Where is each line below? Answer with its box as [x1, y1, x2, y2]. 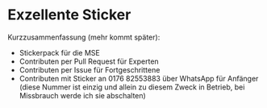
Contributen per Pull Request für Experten [19, 56, 159, 66]
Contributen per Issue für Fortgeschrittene [19, 64, 161, 74]
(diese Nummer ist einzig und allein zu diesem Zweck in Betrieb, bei [19, 82, 245, 92]
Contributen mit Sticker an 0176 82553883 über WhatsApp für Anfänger [19, 73, 259, 83]
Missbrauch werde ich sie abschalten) [19, 90, 146, 100]
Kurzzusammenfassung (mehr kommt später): [7, 32, 161, 42]
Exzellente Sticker [7, 6, 131, 24]
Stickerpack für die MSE [19, 48, 100, 57]
